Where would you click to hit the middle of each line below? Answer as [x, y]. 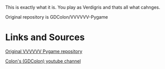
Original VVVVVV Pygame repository [44, 51]
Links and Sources [45, 38]
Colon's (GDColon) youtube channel [43, 61]
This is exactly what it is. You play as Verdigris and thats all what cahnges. [83, 7]
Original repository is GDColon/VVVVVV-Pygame [57, 17]
